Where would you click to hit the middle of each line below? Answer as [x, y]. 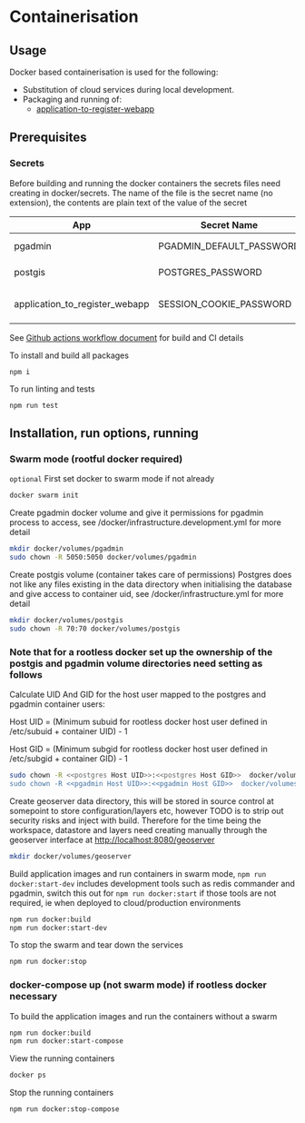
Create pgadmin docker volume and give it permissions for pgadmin [137, 513]
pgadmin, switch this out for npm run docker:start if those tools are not [143, 893]
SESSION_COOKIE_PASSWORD [225, 303]
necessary [33, 997]
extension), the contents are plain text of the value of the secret [128, 203]
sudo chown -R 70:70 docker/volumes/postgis [95, 629]
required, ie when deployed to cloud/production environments [125, 902]
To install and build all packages [69, 355]
